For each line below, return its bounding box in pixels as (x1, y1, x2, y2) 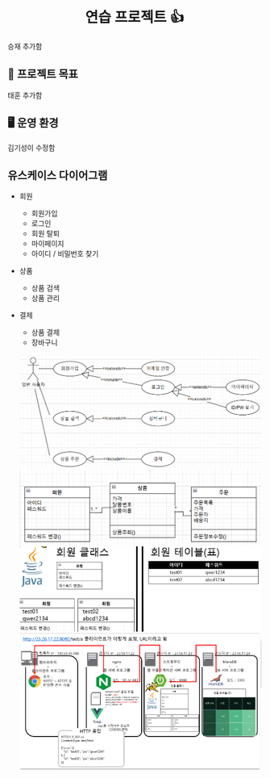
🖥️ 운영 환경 (7, 116, 59, 130)
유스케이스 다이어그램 (7, 168, 108, 182)
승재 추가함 (7, 41, 43, 51)
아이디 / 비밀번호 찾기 (31, 249, 99, 259)
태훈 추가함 (7, 90, 43, 100)
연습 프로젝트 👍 (85, 8, 185, 27)
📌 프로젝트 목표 (7, 67, 78, 82)
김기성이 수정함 (7, 143, 56, 153)
